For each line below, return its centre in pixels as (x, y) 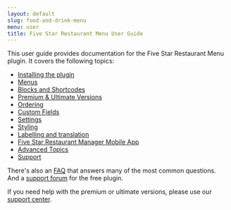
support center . (30, 199)
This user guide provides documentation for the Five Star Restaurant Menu (115, 54)
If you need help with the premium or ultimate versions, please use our (110, 192)
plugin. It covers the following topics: (61, 61)
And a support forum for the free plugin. (65, 178)
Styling (28, 127)
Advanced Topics (43, 149)
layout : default (31, 14)
